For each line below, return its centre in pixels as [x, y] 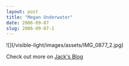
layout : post [22, 12]
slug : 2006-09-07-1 [30, 28]
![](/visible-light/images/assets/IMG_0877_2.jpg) [65, 45]
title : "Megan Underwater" [40, 17]
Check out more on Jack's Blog [45, 56]
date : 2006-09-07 [28, 23]
